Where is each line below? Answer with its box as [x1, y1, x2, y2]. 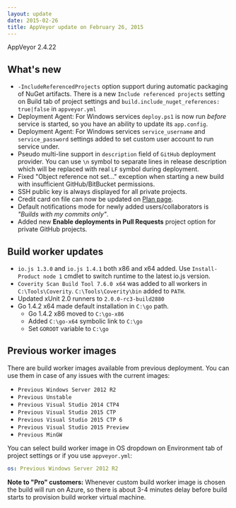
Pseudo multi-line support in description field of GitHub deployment [17, 150, 216, 158]
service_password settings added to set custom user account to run [17, 135, 214, 144]
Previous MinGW [17, 431, 63, 439]
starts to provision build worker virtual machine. [7, 492, 146, 501]
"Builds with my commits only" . [17, 210, 109, 219]
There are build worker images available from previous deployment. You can [7, 364, 230, 372]
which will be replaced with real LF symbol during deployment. [17, 165, 199, 173]
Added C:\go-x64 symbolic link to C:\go [28, 317, 143, 325]
